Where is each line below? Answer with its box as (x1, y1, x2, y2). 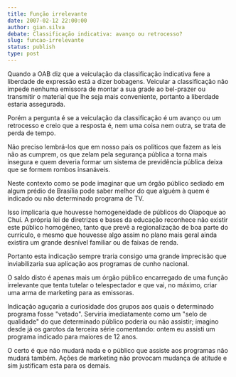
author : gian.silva (7, 23, 65, 31)
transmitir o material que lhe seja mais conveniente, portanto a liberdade (7, 92, 219, 100)
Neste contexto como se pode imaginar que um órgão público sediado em (7, 179, 225, 187)
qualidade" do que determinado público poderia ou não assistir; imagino (7, 317, 219, 326)
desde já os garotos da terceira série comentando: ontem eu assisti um (7, 324, 215, 333)
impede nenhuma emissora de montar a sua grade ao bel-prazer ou (7, 85, 206, 93)
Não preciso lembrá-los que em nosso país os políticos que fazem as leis (7, 142, 222, 151)
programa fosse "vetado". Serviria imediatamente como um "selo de (7, 309, 208, 318)
